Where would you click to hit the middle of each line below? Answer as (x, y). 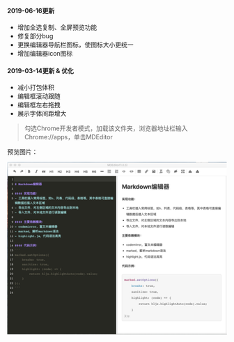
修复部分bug (35, 36)
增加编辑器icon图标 (45, 54)
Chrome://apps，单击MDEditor (68, 137)
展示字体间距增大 (42, 114)
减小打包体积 (36, 88)
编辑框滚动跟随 (39, 96)
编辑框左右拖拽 (39, 105)
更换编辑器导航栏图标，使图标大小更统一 (75, 45)
